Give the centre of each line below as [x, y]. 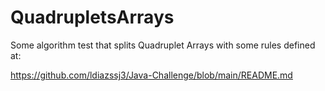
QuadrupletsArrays [92, 17]
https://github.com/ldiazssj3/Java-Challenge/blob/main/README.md [151, 75]
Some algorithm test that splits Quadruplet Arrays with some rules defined [163, 45]
